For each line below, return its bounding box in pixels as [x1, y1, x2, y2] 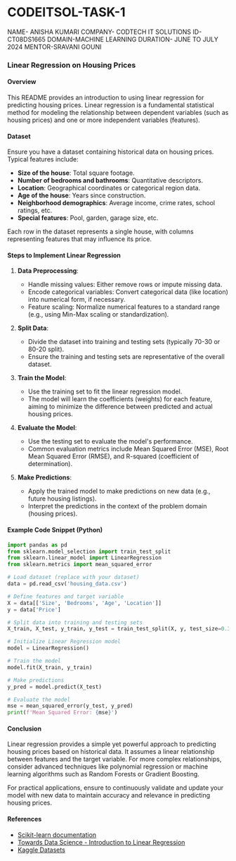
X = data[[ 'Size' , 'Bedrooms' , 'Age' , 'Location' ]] [7, 599, 162, 606]
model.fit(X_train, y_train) [7, 664, 93, 671]
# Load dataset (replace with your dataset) [7, 574, 140, 581]
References [7, 814, 42, 823]
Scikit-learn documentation [17, 830, 97, 839]
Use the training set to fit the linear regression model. [27, 387, 183, 396]
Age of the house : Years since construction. [17, 191, 146, 200]
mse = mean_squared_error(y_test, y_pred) [7, 702, 133, 709]
